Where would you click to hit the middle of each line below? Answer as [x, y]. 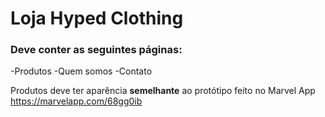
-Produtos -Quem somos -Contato [81, 71]
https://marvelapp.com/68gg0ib [76, 101]
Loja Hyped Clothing [97, 18]
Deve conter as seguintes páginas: [96, 50]
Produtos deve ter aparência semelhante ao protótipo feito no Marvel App [163, 91]
